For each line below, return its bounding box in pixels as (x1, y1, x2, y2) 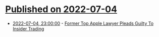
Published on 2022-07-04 (5, 4, 118, 15)
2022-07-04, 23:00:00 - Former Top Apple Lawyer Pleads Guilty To (12, 20, 154, 26)
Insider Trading (12, 25, 44, 31)
